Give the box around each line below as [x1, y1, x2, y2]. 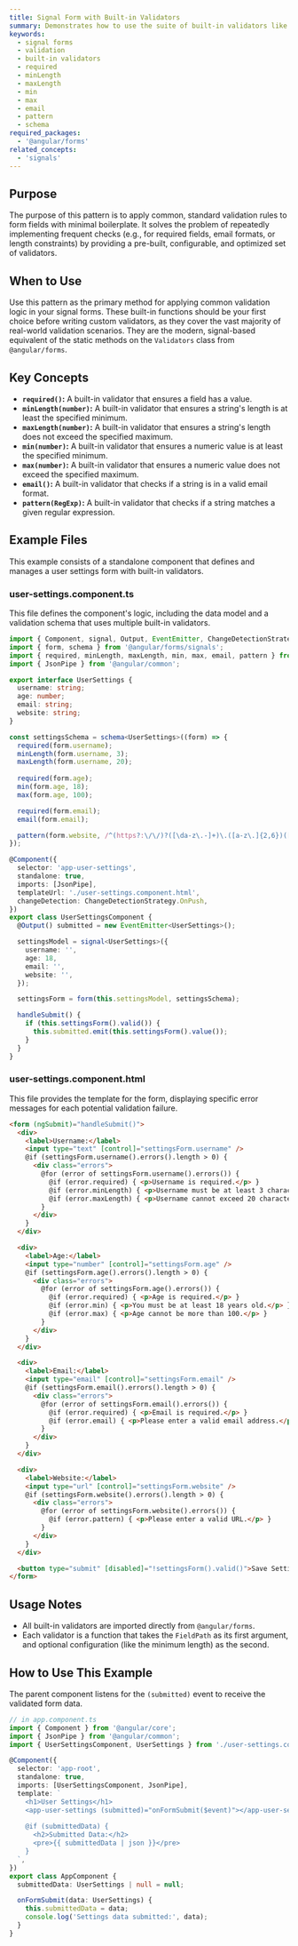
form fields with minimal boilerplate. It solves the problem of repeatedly [9, 219, 271, 230]
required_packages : [9, 129, 82, 138]
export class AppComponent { [9, 1871, 117, 1880]
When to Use [9, 273, 82, 289]
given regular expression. [21, 506, 115, 517]
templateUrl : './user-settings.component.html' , [17, 888, 200, 897]
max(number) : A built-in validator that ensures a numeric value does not [21, 459, 281, 470]
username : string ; [17, 683, 86, 693]
